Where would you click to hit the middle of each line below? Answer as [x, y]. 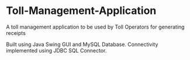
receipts [16, 33]
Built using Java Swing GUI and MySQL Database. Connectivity [82, 44]
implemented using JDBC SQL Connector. [56, 50]
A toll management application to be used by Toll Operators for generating [96, 27]
